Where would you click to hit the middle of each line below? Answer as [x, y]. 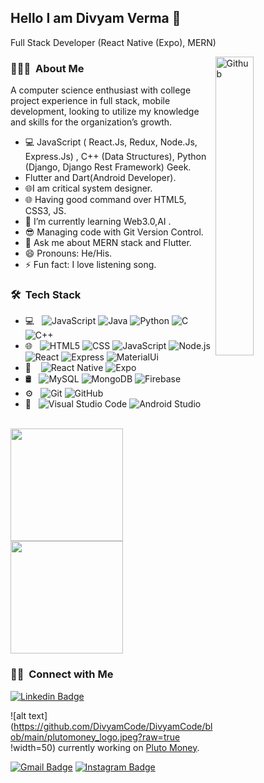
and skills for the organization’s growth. [91, 122]
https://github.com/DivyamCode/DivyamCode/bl [113, 726]
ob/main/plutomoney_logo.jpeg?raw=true [95, 737]
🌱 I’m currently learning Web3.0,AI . [98, 222]
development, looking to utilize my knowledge [105, 112]
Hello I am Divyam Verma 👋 [96, 18]
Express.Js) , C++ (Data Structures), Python [115, 157]
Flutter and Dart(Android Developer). [100, 178]
